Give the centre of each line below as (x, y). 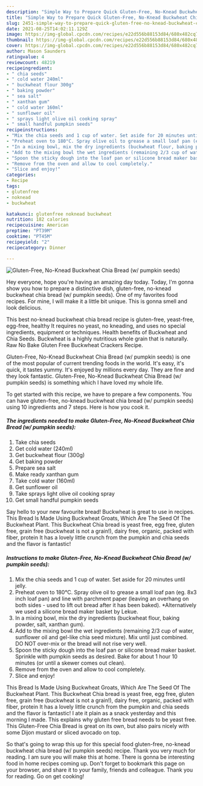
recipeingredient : (29, 68)
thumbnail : (20, 40)
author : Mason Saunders (36, 51)
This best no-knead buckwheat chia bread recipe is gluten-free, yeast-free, (100, 319)
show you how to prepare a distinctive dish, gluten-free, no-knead (89, 288)
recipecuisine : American (37, 225)
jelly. (21, 586)
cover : (14, 46)
